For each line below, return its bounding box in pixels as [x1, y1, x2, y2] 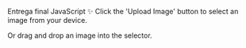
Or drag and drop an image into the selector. [7, 31, 152, 40]
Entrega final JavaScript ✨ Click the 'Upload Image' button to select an [7, 7, 239, 16]
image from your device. [7, 16, 88, 24]
